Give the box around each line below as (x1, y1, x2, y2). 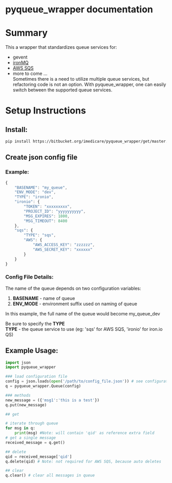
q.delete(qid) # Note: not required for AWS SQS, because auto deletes (5, 459, 161, 464)
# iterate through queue (5, 421, 58, 426)
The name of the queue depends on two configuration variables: (5, 285, 142, 291)
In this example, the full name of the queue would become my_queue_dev (5, 310, 160, 317)
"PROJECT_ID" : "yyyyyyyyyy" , (24, 209, 86, 214)
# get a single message (5, 435, 56, 440)
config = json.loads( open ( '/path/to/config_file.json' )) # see (5, 379, 143, 384)
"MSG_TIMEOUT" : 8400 (24, 218, 68, 224)
